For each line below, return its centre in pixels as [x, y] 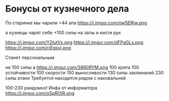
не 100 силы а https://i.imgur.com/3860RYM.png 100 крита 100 [72, 67]
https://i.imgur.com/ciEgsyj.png [38, 47]
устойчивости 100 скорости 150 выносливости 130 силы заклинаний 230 [84, 72]
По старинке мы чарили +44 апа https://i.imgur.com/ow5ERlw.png [76, 23]
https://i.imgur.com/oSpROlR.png [40, 93]
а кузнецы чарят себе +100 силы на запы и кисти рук [63, 32]
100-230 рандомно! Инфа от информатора [51, 88]
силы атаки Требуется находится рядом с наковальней [66, 78]
